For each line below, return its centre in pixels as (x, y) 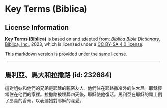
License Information (37, 27)
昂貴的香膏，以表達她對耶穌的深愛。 (46, 100)
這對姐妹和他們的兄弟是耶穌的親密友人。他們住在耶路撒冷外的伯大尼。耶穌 (81, 88)
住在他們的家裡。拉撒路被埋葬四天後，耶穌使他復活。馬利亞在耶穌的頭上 (83, 94)
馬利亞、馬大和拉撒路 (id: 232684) (59, 75)
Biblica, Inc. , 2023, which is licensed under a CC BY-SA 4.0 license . (74, 44)
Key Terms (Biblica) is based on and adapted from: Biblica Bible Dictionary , (83, 39)
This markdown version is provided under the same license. (66, 54)
